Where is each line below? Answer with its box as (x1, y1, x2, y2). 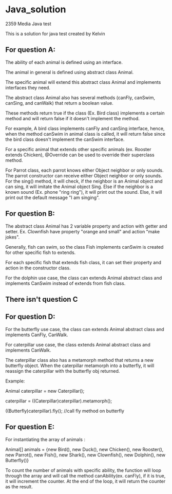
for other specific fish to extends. (5, 249, 76, 255)
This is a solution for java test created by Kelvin (5, 30, 105, 36)
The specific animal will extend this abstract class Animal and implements (5, 79, 161, 85)
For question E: (5, 423, 55, 431)
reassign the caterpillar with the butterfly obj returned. (5, 368, 120, 374)
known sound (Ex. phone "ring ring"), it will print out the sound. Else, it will (5, 189, 163, 195)
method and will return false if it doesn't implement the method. (5, 115, 140, 121)
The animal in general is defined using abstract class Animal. (5, 69, 134, 75)
